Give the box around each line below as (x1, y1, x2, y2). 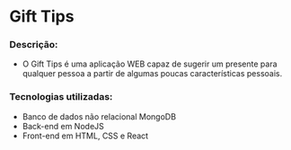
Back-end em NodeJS (22, 120, 105, 131)
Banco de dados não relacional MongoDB (22, 110, 177, 122)
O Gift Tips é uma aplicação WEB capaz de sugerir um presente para (22, 58, 278, 69)
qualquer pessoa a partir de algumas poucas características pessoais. (22, 68, 283, 79)
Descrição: (9, 39, 58, 51)
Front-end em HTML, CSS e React (22, 130, 149, 141)
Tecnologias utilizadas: (9, 91, 113, 103)
